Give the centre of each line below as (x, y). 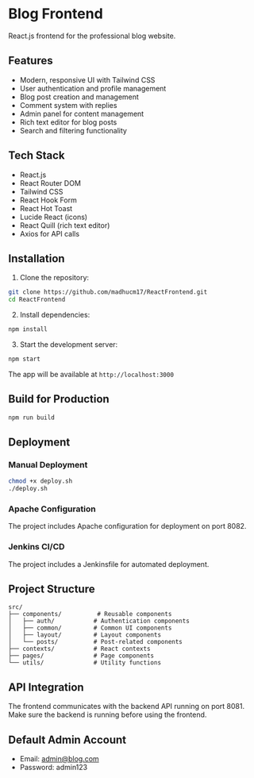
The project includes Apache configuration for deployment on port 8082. (127, 526)
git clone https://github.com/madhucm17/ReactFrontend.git (108, 292)
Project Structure (52, 589)
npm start (25, 359)
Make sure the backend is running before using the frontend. (108, 714)
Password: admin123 (54, 768)
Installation (37, 258)
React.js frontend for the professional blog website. (92, 36)
